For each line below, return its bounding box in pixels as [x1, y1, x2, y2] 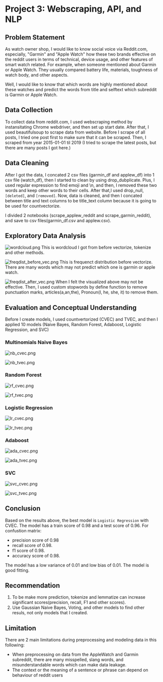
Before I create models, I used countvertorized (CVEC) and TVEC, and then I [5, 316, 158, 322]
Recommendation [5, 581, 60, 589]
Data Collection [5, 106, 53, 114]
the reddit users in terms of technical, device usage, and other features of [5, 57, 153, 62]
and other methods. [5, 250, 45, 255]
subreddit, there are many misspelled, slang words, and [12, 657, 124, 663]
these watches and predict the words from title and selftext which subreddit [5, 87, 157, 92]
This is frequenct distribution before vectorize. [59, 259, 153, 265]
